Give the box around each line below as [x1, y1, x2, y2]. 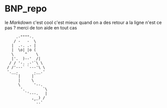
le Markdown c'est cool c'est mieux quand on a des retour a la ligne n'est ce [4, 19, 162, 25]
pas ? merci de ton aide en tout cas [4, 24, 77, 30]
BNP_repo [4, 3, 47, 14]
